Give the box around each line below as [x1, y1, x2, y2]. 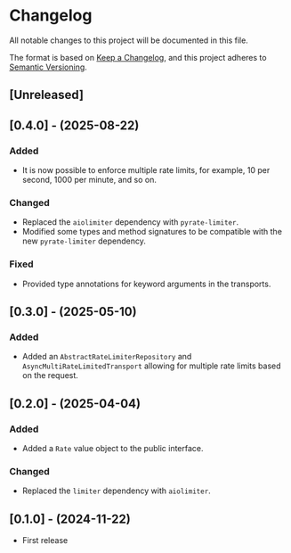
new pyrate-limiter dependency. [21, 235, 147, 246]
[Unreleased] [9, 87, 85, 103]
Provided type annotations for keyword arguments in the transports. [21, 278, 271, 289]
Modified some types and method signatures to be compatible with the [21, 227, 283, 237]
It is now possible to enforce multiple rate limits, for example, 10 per [21, 165, 271, 176]
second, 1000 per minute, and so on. [21, 175, 158, 186]
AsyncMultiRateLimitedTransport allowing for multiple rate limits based [21, 360, 282, 371]
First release [21, 535, 69, 546]
